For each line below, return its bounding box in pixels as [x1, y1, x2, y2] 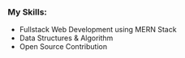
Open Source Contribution [19, 42, 107, 52]
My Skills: [7, 6, 48, 18]
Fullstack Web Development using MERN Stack [19, 25, 177, 35]
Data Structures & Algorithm [19, 33, 114, 43]
